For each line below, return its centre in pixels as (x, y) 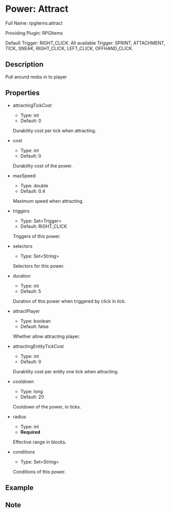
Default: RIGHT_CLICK (44, 226)
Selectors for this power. (39, 266)
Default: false (34, 326)
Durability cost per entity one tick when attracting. (66, 371)
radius (19, 416)
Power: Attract (37, 9)
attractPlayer (26, 311)
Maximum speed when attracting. (48, 201)
